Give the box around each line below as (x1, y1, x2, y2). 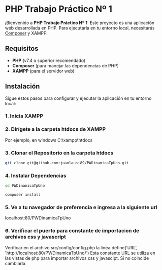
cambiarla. (5, 260, 27, 266)
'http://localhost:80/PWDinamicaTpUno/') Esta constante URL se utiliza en (5, 250, 156, 256)
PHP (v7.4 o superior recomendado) (12, 58, 86, 63)
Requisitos (5, 44, 38, 53)
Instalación (5, 82, 40, 90)
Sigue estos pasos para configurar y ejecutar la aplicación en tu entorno (5, 95, 152, 101)
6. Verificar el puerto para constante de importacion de (5, 227, 139, 234)
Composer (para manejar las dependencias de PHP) (12, 62, 119, 68)
